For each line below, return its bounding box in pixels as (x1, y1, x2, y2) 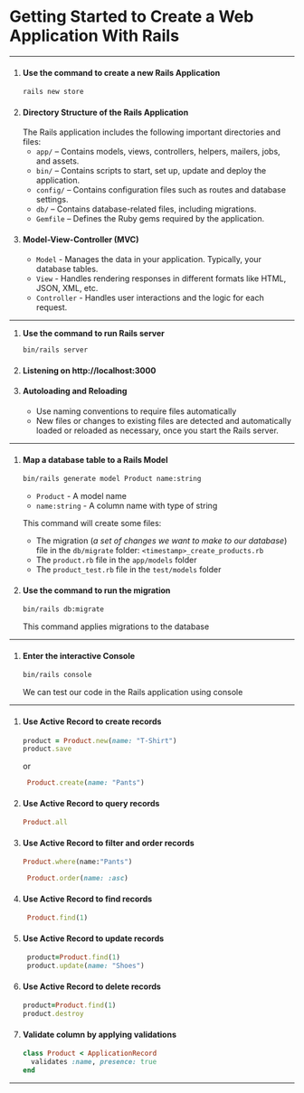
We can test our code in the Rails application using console (22, 687, 243, 698)
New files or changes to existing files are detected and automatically (35, 416, 292, 427)
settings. (35, 194, 69, 205)
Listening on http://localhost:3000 (22, 364, 157, 376)
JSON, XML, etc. (35, 283, 99, 294)
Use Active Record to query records (22, 797, 160, 808)
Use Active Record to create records (22, 716, 162, 727)
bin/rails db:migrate (22, 605, 104, 614)
